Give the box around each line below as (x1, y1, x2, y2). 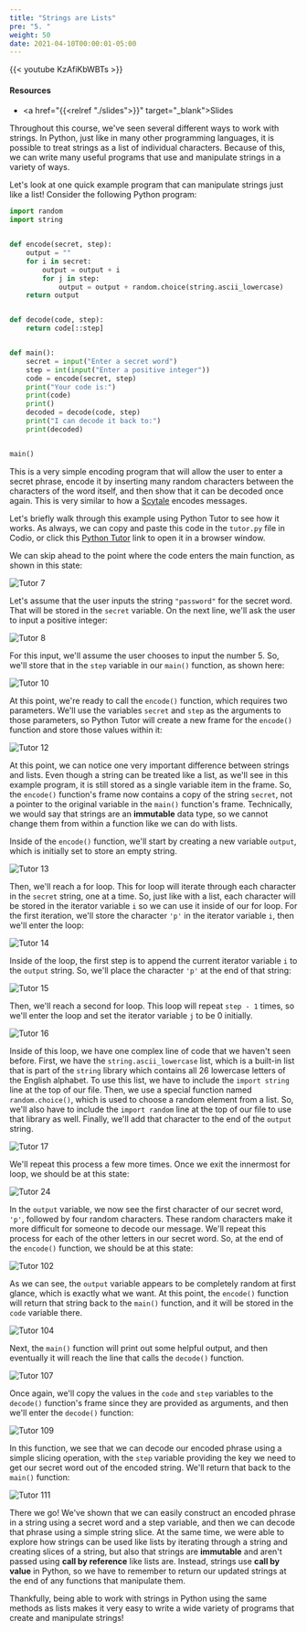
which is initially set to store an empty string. (9, 845, 178, 856)
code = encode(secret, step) (26, 374, 137, 383)
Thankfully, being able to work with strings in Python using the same (9, 1593, 268, 1604)
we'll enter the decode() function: (9, 1407, 134, 1418)
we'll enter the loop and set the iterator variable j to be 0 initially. (9, 1009, 253, 1020)
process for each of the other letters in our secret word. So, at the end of (9, 1232, 284, 1243)
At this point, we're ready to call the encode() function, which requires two (9, 695, 288, 706)
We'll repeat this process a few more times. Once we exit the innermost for (9, 1158, 291, 1169)
